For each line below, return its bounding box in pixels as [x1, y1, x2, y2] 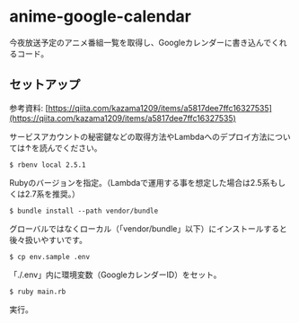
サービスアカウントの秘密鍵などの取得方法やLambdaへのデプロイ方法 [9, 131, 268, 142]
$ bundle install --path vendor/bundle [9, 206, 159, 215]
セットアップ [9, 77, 81, 92]
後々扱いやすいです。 [9, 234, 88, 245]
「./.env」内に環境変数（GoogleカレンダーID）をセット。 [9, 269, 222, 280]
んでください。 [47, 142, 102, 153]
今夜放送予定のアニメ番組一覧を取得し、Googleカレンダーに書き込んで [9, 37, 272, 48]
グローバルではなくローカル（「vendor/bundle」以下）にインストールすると [9, 223, 287, 234]
